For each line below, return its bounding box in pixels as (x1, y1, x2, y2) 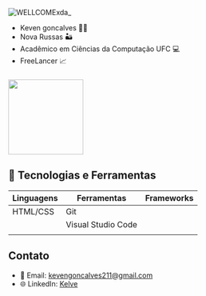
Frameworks (145, 192, 194, 203)
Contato (8, 249, 50, 263)
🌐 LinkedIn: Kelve (19, 278, 78, 288)
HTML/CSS (12, 206, 54, 217)
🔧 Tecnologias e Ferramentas (8, 169, 156, 182)
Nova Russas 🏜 (19, 32, 73, 42)
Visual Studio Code (65, 218, 138, 230)
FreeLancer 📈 (19, 56, 67, 66)
